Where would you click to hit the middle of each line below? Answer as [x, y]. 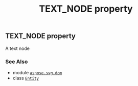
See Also [17, 62]
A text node [17, 48]
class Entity [26, 78]
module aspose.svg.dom [37, 72]
